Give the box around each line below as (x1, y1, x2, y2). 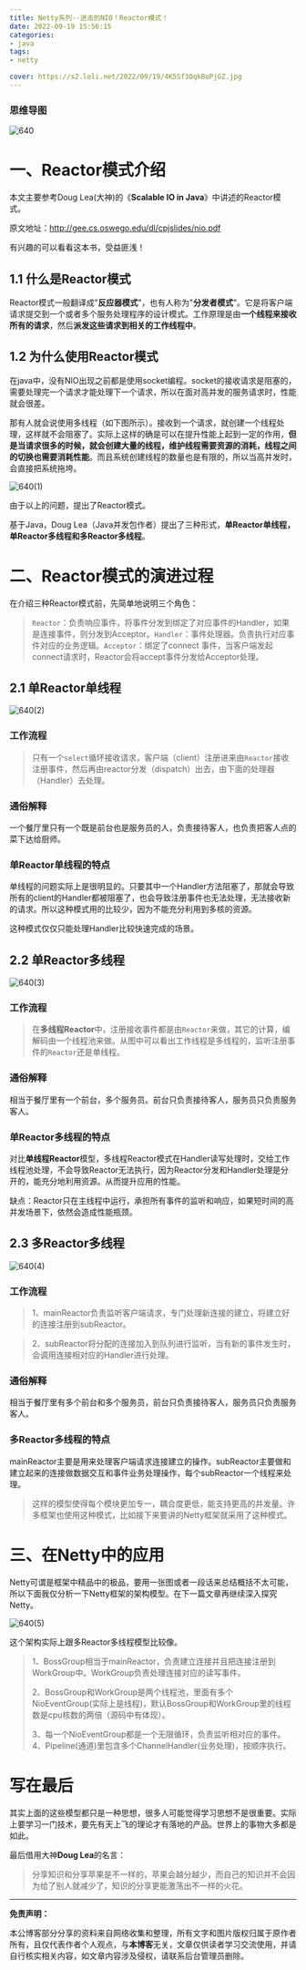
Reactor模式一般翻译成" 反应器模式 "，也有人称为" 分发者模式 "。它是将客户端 (9, 297, 293, 308)
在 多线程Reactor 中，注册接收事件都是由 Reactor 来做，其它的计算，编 (31, 1024, 291, 1035)
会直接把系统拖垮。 (9, 462, 82, 474)
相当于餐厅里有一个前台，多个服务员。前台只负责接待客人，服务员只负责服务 (9, 1094, 297, 1105)
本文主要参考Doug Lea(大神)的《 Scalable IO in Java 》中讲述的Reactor (9, 192, 273, 203)
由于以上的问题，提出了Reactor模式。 (9, 499, 151, 510)
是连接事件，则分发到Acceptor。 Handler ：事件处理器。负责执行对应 (31, 628, 287, 639)
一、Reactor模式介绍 (9, 160, 167, 180)
